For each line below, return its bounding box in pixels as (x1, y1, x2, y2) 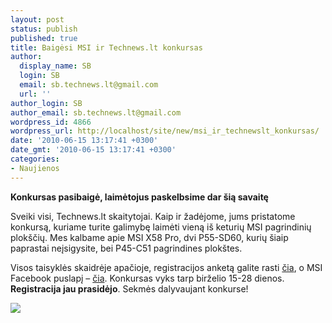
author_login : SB (10, 98, 83, 108)
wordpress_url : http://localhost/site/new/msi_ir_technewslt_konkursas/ (10, 126, 320, 136)
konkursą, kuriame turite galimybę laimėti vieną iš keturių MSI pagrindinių (10, 221, 312, 233)
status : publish (10, 24, 78, 34)
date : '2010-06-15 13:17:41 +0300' (10, 136, 159, 146)
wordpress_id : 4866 (10, 117, 92, 127)
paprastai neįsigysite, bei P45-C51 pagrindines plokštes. (10, 242, 243, 254)
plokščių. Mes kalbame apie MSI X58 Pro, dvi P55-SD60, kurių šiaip (10, 231, 289, 243)
